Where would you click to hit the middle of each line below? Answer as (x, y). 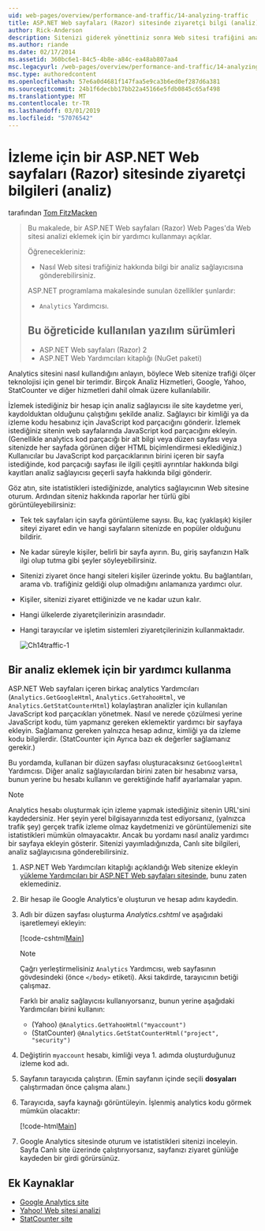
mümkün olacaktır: (50, 1111)
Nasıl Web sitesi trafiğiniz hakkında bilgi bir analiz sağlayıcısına (141, 267)
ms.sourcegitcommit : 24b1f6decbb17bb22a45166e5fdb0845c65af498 (114, 89)
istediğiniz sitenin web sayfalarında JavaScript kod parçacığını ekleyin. (123, 430)
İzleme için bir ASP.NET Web (104, 157)
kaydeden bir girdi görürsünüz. (70, 1158)
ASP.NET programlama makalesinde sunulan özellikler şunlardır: (131, 290)
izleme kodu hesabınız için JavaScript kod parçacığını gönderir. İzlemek (124, 422)
